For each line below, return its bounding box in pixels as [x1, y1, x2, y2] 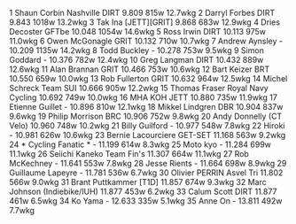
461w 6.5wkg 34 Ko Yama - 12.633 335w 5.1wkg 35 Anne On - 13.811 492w [9, 196, 283, 206]
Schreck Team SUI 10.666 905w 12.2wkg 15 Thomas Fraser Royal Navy [9, 83, 269, 93]
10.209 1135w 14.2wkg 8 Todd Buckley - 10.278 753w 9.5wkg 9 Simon [9, 45, 264, 56]
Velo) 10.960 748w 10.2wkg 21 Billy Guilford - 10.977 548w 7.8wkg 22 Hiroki [9, 120, 285, 131]
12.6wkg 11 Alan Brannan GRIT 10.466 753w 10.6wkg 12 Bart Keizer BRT [9, 64, 270, 74]
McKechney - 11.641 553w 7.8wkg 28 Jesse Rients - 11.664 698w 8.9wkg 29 [9, 158, 287, 168]
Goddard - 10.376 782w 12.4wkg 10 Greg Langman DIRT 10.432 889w [9, 55, 264, 65]
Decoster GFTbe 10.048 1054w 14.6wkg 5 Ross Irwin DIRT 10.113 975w [9, 27, 266, 36]
